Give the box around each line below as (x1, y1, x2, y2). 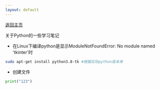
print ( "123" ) (5, 78, 32, 84)
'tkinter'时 (12, 49, 33, 55)
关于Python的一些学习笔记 (5, 32, 59, 38)
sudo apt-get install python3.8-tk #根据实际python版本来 (5, 59, 123, 64)
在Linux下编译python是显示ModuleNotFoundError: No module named (12, 43, 155, 49)
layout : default (5, 7, 39, 12)
